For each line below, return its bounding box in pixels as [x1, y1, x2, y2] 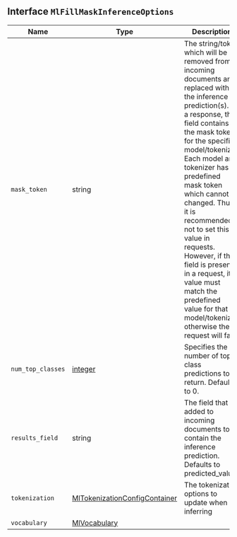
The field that [183, 398, 229, 408]
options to [183, 488, 217, 498]
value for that [183, 304, 229, 313]
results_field [11, 434, 59, 441]
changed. [183, 197, 216, 207]
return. [183, 377, 207, 387]
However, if [183, 250, 222, 260]
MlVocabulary [71, 518, 119, 528]
